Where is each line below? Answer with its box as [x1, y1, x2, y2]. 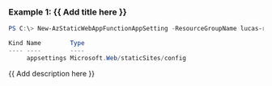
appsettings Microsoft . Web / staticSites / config [26, 54, 186, 62]
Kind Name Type [8, 39, 85, 47]
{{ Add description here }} [8, 68, 96, 78]
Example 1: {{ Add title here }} [8, 6, 127, 18]
